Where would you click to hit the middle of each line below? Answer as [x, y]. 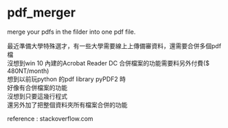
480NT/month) [28, 71]
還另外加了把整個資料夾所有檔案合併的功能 [67, 105]
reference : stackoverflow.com [50, 118]
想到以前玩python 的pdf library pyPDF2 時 [66, 79]
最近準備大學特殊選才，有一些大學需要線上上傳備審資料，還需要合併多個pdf [114, 45]
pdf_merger [42, 13]
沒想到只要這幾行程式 [37, 96]
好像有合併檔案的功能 [37, 87]
